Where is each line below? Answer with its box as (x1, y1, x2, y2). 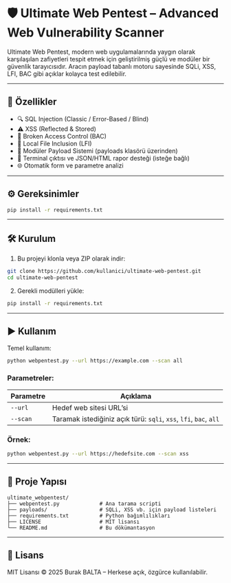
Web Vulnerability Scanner (7, 25, 164, 41)
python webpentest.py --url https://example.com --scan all (7, 357, 184, 364)
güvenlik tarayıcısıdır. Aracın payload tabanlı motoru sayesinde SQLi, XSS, (7, 62, 217, 70)
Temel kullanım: (7, 344, 52, 352)
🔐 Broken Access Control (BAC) (16, 132, 107, 140)
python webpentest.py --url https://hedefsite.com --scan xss (7, 451, 189, 458)
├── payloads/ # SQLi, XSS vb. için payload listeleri (7, 506, 217, 513)
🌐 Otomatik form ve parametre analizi (16, 161, 124, 170)
